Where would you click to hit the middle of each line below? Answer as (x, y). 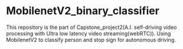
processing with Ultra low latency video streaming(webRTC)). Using (89, 33)
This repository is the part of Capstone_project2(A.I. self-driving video (91, 27)
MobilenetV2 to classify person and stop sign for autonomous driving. (91, 40)
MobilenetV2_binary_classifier (83, 11)
